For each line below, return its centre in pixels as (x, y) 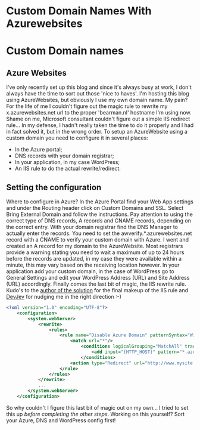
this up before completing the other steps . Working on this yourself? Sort (96, 414)
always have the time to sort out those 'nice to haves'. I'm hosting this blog (98, 94)
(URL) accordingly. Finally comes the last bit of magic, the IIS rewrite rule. (96, 284)
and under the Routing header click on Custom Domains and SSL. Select (95, 208)
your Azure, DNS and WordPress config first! (61, 420)
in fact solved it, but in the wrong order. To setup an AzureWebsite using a (97, 132)
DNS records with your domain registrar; (64, 156)
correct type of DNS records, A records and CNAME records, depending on (99, 221)
